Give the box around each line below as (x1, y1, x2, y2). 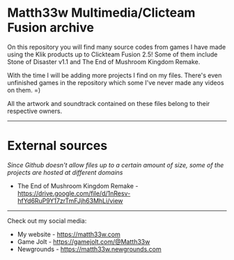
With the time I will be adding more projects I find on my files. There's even (7, 71, 222, 79)
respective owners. (7, 107, 63, 115)
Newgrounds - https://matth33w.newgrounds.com (17, 245, 162, 253)
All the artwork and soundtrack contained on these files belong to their (7, 99, 210, 107)
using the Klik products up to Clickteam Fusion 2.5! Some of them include (7, 50, 218, 59)
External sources (7, 138, 108, 154)
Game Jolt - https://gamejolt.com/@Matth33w (17, 237, 150, 245)
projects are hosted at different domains (7, 168, 123, 176)
